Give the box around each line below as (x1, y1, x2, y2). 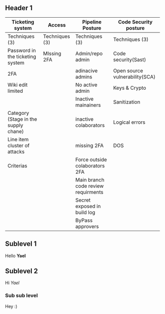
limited (7, 87, 23, 94)
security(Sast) (113, 56, 146, 63)
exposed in (75, 203, 101, 209)
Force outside (75, 156, 107, 163)
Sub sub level (5, 292, 38, 299)
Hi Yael (5, 280, 20, 286)
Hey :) (5, 303, 18, 309)
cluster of (7, 142, 30, 149)
